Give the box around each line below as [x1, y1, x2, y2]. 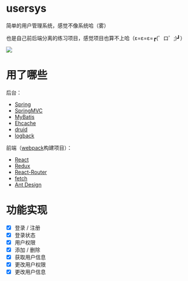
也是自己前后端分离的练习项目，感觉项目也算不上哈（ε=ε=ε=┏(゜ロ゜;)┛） [6, 34, 186, 41]
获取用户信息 [14, 254, 46, 261]
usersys [6, 2, 47, 15]
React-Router [14, 168, 47, 176]
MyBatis [14, 113, 35, 120]
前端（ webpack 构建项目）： [6, 144, 72, 151]
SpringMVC [14, 107, 43, 114]
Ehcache [14, 120, 36, 127]
